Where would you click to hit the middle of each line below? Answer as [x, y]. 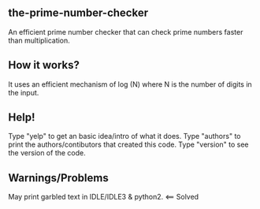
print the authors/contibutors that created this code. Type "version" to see [129, 144]
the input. [24, 92]
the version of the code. [47, 153]
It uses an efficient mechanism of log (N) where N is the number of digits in [130, 84]
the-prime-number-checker [78, 13]
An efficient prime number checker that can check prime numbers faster [126, 32]
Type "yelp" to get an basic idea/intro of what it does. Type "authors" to [124, 136]
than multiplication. [39, 40]
